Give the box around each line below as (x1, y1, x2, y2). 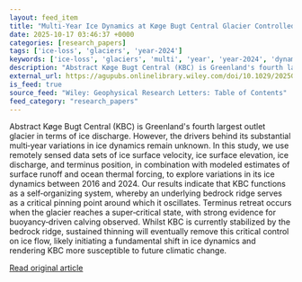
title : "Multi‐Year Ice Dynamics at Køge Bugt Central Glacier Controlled (9, 22, 296, 31)
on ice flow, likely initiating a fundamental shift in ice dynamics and (9, 235, 256, 247)
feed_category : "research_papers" (9, 96, 139, 106)
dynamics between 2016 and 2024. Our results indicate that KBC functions (9, 179, 286, 189)
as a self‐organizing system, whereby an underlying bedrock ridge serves (9, 188, 283, 198)
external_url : (9, 72, 63, 81)
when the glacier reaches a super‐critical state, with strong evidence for (9, 207, 277, 218)
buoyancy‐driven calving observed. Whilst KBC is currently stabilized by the (9, 216, 290, 227)
